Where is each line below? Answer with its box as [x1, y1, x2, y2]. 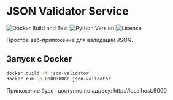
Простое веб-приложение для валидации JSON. [6, 36, 133, 43]
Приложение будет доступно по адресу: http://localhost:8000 [6, 87, 167, 94]
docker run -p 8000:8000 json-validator [6, 76, 112, 82]
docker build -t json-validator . [6, 70, 95, 76]
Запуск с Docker [6, 54, 72, 65]
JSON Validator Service [6, 4, 129, 18]
